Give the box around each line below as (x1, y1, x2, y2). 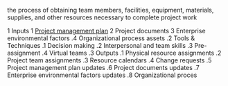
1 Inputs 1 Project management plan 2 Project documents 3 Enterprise (7, 27, 206, 35)
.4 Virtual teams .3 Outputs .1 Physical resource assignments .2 (42, 49, 222, 57)
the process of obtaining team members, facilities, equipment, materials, (7, 6, 214, 14)
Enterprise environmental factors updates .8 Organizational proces (7, 71, 198, 79)
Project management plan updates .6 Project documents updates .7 (7, 64, 200, 71)
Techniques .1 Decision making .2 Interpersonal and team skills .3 (7, 42, 193, 49)
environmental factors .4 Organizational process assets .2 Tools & (7, 34, 195, 42)
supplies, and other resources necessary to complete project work (7, 13, 198, 21)
